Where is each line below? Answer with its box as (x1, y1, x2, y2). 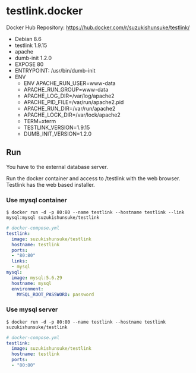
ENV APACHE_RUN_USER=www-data (23, 79, 116, 87)
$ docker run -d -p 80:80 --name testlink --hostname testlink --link (6, 209, 185, 215)
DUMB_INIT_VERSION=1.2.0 (23, 130, 92, 137)
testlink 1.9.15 (14, 42, 48, 49)
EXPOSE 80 (14, 61, 44, 68)
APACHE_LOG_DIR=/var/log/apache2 (23, 92, 115, 99)
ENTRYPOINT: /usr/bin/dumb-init (14, 67, 96, 74)
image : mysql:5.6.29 (11, 275, 62, 281)
